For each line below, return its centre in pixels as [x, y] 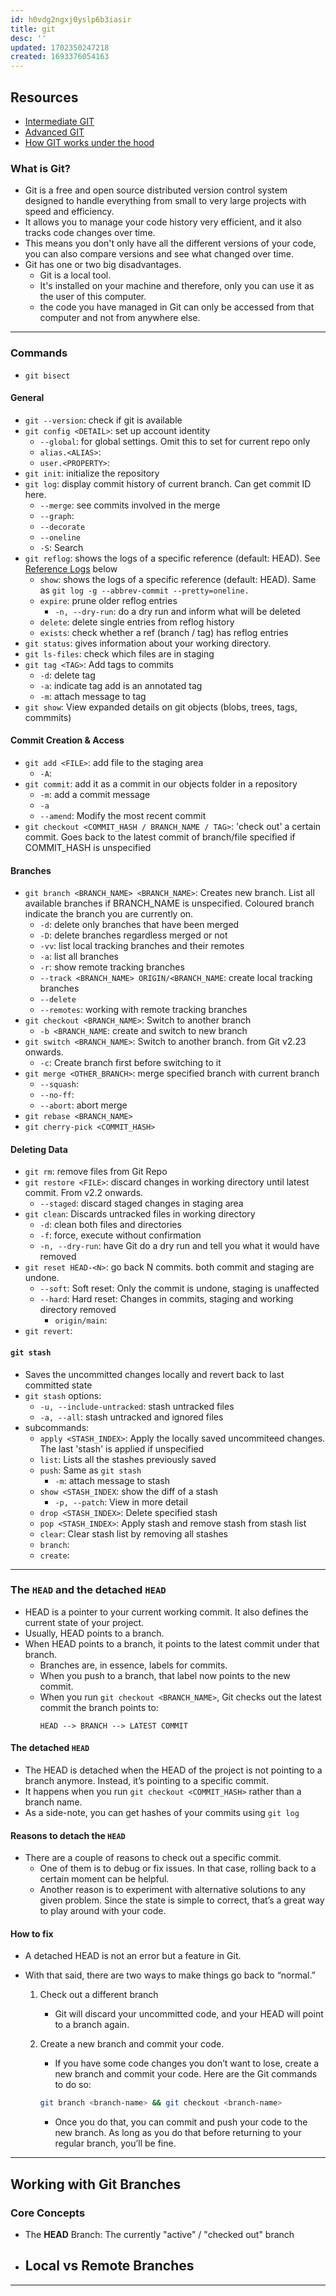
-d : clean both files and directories [110, 1225]
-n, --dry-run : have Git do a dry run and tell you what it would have [179, 1246]
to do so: [73, 2085]
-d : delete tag [67, 675]
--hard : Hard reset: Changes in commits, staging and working [166, 1299]
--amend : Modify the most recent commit [123, 815]
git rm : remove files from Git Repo [96, 1172]
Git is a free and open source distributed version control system [156, 190]
